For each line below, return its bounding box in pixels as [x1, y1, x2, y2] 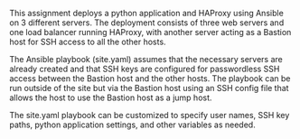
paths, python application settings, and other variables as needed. [9, 119, 256, 130]
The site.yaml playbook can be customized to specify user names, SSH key [9, 110, 290, 120]
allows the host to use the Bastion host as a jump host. [9, 92, 212, 103]
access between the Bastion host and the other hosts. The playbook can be [9, 73, 291, 84]
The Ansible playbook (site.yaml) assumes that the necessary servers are [9, 54, 283, 64]
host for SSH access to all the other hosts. [9, 36, 166, 47]
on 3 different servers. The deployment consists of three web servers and [9, 17, 285, 28]
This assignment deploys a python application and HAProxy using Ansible [9, 8, 285, 18]
